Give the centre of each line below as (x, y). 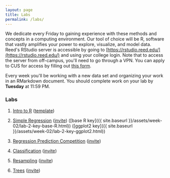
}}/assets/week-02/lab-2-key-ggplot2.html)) (59, 131)
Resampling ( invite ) (33, 160)
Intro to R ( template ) (33, 110)
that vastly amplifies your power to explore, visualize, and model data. (78, 45)
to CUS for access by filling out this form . (48, 66)
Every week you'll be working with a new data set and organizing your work (84, 76)
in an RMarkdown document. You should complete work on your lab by (79, 81)
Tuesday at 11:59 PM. (28, 86)
